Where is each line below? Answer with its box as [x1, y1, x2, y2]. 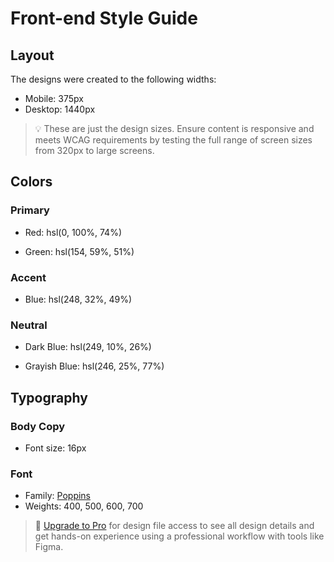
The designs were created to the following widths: [10, 73, 217, 85]
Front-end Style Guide [10, 7, 198, 30]
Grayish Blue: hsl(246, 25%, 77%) [24, 360, 165, 372]
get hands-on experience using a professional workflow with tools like [34, 530, 325, 542]
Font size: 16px [24, 442, 87, 454]
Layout [10, 47, 55, 64]
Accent [10, 270, 47, 284]
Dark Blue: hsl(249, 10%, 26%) [24, 341, 152, 353]
